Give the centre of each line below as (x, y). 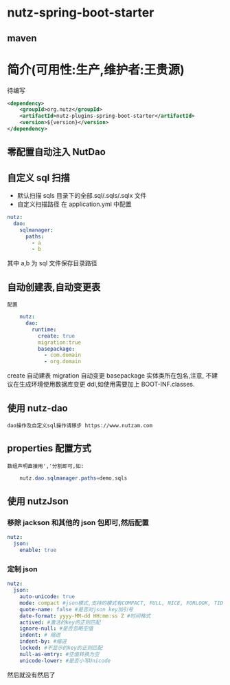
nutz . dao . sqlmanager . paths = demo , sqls (73, 478)
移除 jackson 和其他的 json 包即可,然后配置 (78, 522)
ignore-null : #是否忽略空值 (57, 628)
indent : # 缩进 (40, 635)
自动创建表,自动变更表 (54, 287)
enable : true (38, 550)
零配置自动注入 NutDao (57, 152)
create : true (56, 336)
